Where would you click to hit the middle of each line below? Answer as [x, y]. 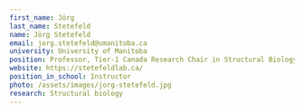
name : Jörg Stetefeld [50, 34]
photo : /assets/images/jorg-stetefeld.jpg [90, 85]
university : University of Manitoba [78, 51]
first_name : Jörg [42, 18]
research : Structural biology [66, 93]
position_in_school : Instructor [70, 77]
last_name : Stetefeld [50, 26]
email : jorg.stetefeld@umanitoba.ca [78, 43]
